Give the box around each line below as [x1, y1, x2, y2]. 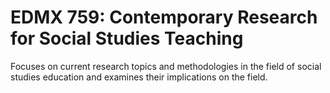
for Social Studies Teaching [10, 27, 244, 50]
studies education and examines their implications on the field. [10, 71, 268, 83]
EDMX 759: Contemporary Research [10, 6, 318, 29]
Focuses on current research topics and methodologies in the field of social [10, 60, 322, 72]
